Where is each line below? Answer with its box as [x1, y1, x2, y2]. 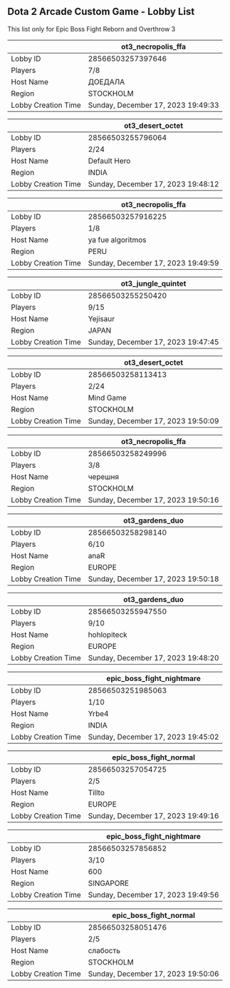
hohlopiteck [88, 630, 128, 640]
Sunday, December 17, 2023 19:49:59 [88, 258, 219, 268]
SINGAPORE [88, 878, 130, 888]
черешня [88, 471, 120, 481]
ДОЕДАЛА [88, 76, 125, 86]
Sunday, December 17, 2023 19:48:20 [88, 652, 219, 662]
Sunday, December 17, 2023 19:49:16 [88, 810, 219, 820]
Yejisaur [88, 313, 115, 323]
